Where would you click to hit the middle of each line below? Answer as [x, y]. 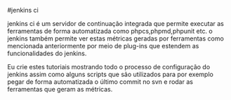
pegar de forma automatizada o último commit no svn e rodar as [100, 82]
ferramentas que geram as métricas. [60, 89]
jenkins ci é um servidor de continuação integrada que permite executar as [116, 23]
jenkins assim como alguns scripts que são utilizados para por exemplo [111, 74]
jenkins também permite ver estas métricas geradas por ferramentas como [116, 38]
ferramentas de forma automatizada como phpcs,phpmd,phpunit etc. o [110, 31]
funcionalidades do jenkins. [47, 53]
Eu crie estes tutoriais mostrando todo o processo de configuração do [109, 67]
